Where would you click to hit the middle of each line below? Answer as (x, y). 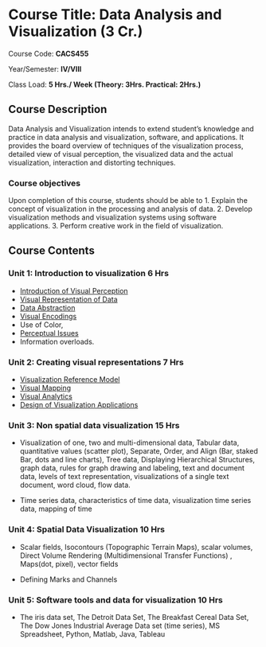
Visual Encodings (48, 316)
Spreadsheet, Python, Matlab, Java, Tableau (92, 633)
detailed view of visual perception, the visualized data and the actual (121, 154)
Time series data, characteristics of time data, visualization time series (135, 501)
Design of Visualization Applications (79, 405)
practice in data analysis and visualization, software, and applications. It (126, 137)
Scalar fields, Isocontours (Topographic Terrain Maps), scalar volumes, (136, 547)
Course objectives (45, 183)
